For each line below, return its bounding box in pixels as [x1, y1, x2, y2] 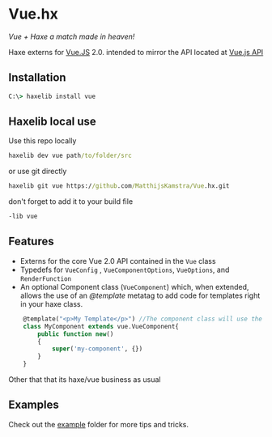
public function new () [37, 329, 114, 338]
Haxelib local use [8, 115, 97, 129]
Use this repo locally [8, 136, 77, 146]
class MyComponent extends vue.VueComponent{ [23, 322, 180, 330]
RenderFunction [19, 274, 72, 283]
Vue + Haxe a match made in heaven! [8, 32, 135, 41]
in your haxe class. [19, 299, 83, 308]
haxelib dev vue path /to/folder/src [8, 151, 132, 160]
